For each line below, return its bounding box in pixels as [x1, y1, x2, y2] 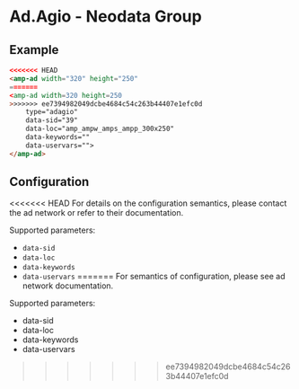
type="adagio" [25, 108, 78, 117]
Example [9, 42, 59, 57]
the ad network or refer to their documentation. [9, 208, 184, 218]
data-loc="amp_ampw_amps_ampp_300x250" [25, 124, 175, 134]
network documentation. [22, 280, 114, 291]
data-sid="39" [25, 116, 78, 125]
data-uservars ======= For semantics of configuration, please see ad [22, 271, 286, 282]
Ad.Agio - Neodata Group [9, 6, 202, 27]
